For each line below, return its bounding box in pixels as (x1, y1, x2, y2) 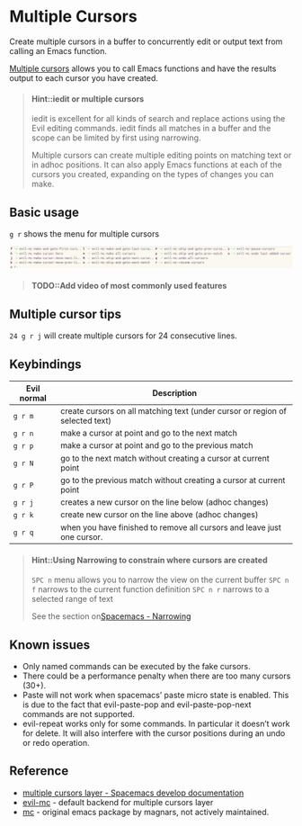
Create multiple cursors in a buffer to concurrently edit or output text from (9, 36, 283, 47)
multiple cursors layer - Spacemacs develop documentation (22, 787, 244, 798)
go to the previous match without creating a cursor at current (59, 474, 286, 485)
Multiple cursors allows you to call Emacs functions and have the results (9, 63, 277, 74)
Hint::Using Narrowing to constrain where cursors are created (31, 554, 268, 565)
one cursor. (59, 531, 103, 542)
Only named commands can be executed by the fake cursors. (22, 661, 252, 672)
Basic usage (9, 204, 79, 220)
